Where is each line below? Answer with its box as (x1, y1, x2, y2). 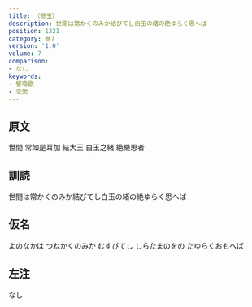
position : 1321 (8, 27, 60, 35)
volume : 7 (8, 50, 42, 58)
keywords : (8, 72, 42, 80)
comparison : (8, 58, 49, 66)
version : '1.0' (8, 42, 60, 50)
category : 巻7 (8, 34, 55, 43)
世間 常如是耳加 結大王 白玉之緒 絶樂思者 (8, 143, 145, 153)
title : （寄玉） (8, 11, 59, 20)
